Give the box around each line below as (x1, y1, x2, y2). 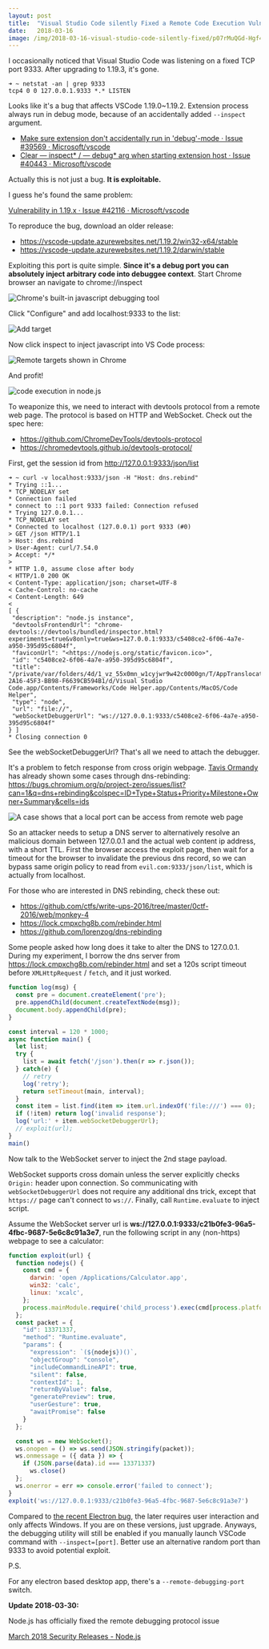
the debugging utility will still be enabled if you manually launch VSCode (8, 1528, 247, 1538)
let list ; (15, 1043, 48, 1051)
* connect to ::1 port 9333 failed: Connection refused (8, 502, 199, 510)
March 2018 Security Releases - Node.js (8, 1631, 142, 1641)
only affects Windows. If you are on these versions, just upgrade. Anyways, (8, 1519, 257, 1530)
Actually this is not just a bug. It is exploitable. (8, 175, 162, 184)
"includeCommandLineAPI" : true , (29, 1363, 138, 1371)
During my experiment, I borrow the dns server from (8, 951, 180, 961)
